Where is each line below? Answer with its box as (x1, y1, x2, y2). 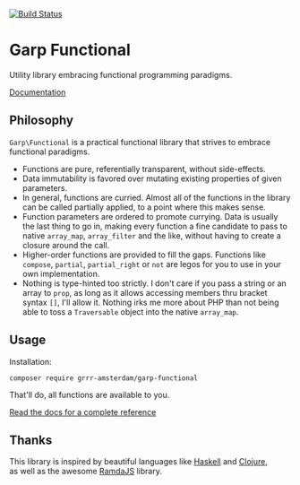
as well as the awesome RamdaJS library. (9, 466, 163, 477)
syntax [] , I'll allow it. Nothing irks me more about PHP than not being (21, 297, 279, 307)
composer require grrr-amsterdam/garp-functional (9, 373, 199, 383)
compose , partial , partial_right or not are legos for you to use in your (21, 258, 282, 269)
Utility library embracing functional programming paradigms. (9, 69, 233, 80)
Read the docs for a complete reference (9, 406, 157, 417)
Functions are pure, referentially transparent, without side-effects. (21, 163, 266, 174)
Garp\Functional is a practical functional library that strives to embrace (9, 136, 271, 147)
